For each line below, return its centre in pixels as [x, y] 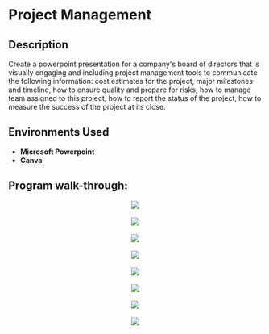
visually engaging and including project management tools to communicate [133, 73]
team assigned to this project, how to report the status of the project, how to [135, 98]
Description [38, 45]
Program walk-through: [68, 186]
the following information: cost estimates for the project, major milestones [131, 81]
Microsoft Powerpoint [57, 152]
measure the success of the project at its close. [87, 107]
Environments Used [59, 132]
